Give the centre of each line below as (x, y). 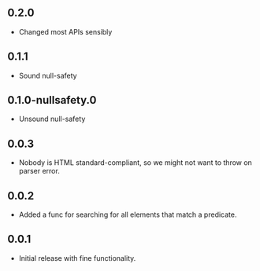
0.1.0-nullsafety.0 (52, 100)
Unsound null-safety (52, 119)
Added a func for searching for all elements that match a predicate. (128, 214)
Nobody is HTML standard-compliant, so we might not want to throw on (136, 163)
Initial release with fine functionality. (77, 258)
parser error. (39, 171)
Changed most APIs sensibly (65, 31)
